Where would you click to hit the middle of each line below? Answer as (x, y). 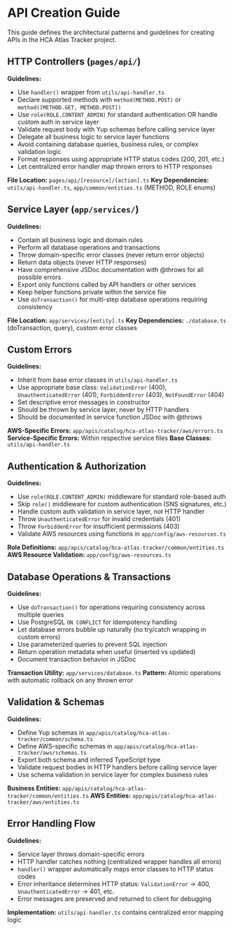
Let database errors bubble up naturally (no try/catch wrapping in (112, 630)
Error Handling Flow (51, 824)
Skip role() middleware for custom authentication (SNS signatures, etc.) (122, 504)
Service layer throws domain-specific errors (81, 854)
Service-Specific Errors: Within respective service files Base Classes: (110, 438)
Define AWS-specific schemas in (65, 746)
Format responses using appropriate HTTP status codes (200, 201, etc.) (121, 159)
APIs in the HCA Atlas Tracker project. (62, 39)
